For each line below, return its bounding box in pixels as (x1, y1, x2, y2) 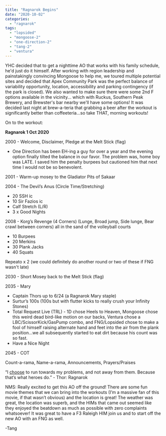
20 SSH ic (12, 193, 33, 199)
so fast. (12, 335, 28, 341)
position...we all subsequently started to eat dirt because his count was (12, 329, 158, 335)
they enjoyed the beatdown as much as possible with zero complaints (5, 405, 147, 411)
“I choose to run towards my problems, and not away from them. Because (5, 369, 156, 375)
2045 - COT (5, 350, 30, 356)
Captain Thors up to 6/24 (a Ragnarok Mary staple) (12, 293, 117, 299)
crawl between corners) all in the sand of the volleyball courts (5, 224, 131, 230)
